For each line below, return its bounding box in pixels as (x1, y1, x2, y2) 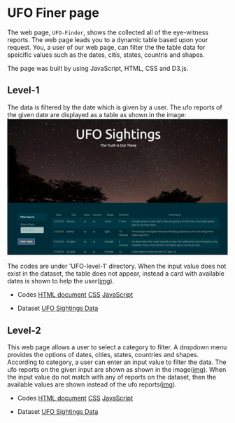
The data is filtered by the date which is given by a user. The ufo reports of (7, 103, 222, 112)
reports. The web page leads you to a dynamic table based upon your (7, 35, 208, 43)
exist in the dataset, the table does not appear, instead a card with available (7, 269, 225, 278)
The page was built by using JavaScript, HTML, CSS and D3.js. (7, 64, 189, 72)
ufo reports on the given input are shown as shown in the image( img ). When (7, 365, 227, 374)
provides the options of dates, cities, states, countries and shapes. (7, 351, 199, 359)
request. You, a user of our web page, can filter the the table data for (7, 43, 206, 51)
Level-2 (7, 324, 42, 336)
